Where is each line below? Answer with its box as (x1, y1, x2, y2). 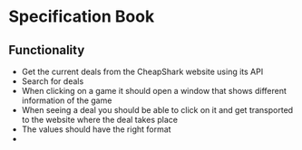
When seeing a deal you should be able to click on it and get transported (21, 105, 294, 115)
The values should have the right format (21, 124, 171, 135)
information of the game (21, 95, 112, 106)
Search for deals (21, 76, 84, 87)
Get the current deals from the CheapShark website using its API (21, 66, 264, 77)
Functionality (8, 42, 85, 58)
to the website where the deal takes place (21, 115, 179, 125)
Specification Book (8, 6, 155, 27)
